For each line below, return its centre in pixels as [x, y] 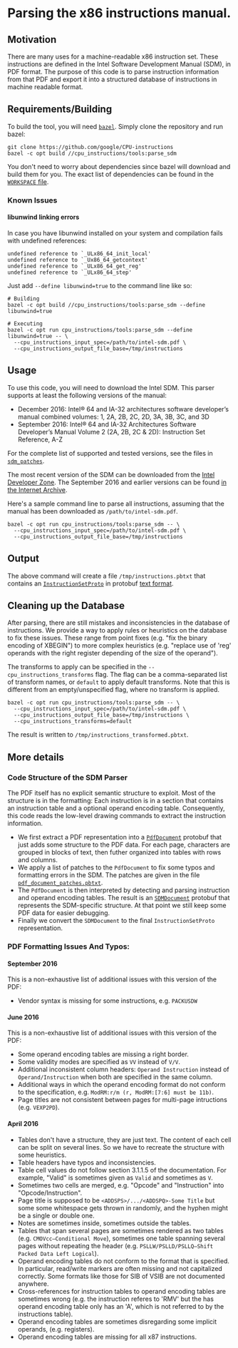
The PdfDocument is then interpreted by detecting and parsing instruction [124, 890]
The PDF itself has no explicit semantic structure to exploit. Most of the [112, 793]
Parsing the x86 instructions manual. [119, 13]
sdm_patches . [26, 461]
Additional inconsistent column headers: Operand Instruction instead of [123, 1069]
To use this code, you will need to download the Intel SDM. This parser [111, 387]
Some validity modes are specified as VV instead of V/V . [99, 1062]
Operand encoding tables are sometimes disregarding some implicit [117, 1322]
